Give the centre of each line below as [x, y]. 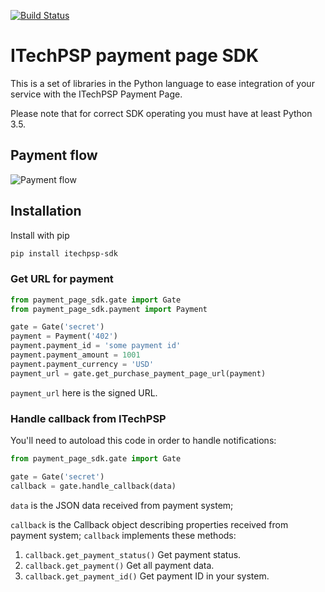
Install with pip [40, 235]
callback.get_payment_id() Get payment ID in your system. [147, 576]
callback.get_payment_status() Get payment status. [133, 554]
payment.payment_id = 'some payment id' [96, 346]
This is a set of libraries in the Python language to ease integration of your [162, 83]
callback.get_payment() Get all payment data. [119, 565]
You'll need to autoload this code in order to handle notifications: [143, 441]
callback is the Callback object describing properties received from [149, 524]
